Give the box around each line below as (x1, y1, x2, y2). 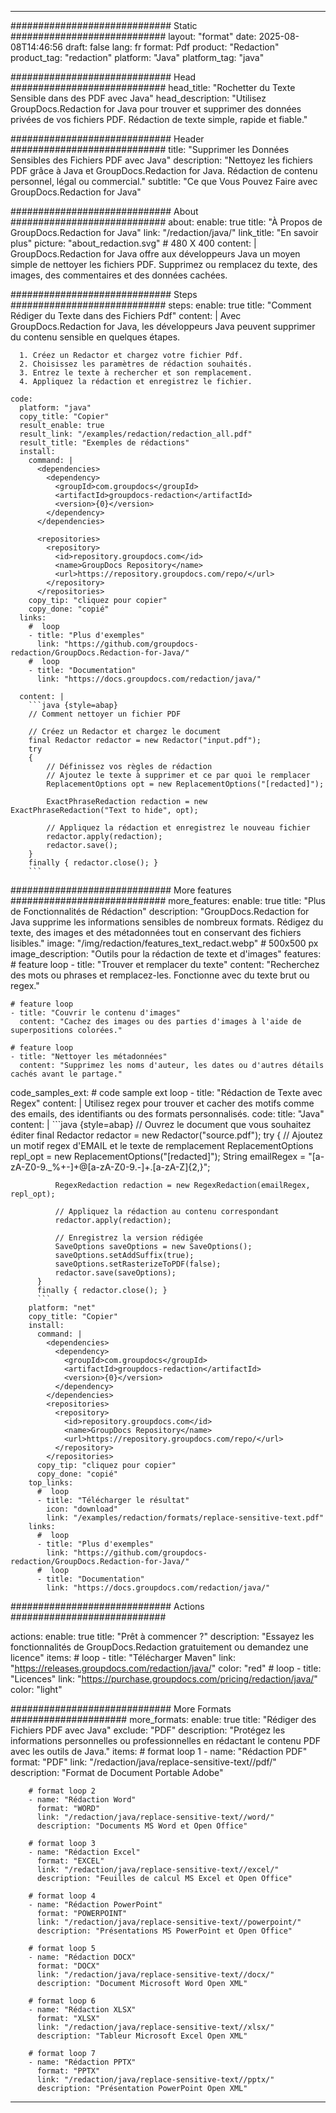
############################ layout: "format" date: (10, 31, 257, 42)
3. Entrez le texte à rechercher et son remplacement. (19, 368, 253, 378)
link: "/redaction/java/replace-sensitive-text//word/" (36, 1812, 275, 1822)
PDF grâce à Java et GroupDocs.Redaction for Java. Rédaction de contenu (10, 165, 318, 176)
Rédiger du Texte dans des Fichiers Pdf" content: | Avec (10, 310, 242, 321)
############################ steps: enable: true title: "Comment (10, 299, 312, 311)
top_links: (28, 1478, 74, 1488)
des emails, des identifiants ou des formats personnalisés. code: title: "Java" (10, 1108, 325, 1120)
